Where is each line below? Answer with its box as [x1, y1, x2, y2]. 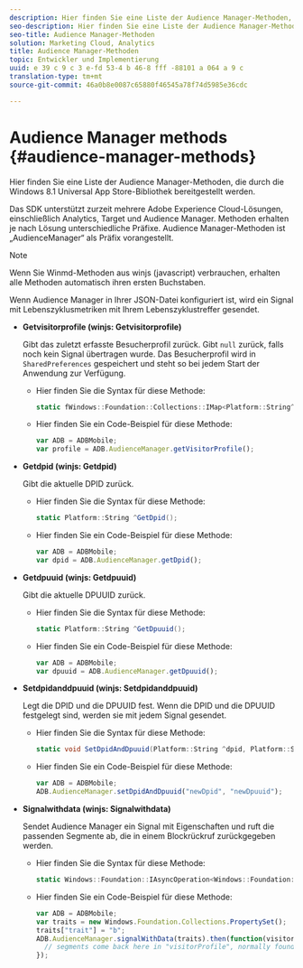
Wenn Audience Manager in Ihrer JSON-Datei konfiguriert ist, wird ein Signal [9, 294, 294, 305]
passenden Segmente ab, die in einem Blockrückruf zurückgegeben [22, 831, 276, 842]
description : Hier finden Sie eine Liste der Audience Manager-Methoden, [9, 13, 293, 23]
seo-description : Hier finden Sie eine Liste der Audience [9, 22, 236, 31]
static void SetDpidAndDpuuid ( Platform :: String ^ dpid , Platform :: [35, 745, 291, 754]
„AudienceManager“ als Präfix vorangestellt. [9, 232, 174, 243]
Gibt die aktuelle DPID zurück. [22, 479, 134, 489]
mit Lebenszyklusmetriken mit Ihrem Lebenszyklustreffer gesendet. [9, 303, 260, 314]
